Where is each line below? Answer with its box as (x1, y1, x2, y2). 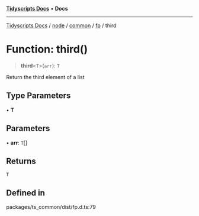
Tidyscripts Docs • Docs (6, 5, 68, 12)
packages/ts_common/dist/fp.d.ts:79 (6, 204, 96, 211)
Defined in (6, 188, 46, 198)
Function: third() (6, 42, 88, 56)
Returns (6, 156, 37, 166)
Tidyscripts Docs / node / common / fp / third (6, 22, 117, 29)
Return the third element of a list (6, 73, 85, 80)
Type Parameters (6, 91, 71, 101)
